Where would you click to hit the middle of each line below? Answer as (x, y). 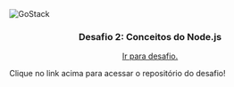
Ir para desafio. (150, 56)
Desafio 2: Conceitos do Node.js (150, 36)
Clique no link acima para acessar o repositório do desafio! (117, 74)
